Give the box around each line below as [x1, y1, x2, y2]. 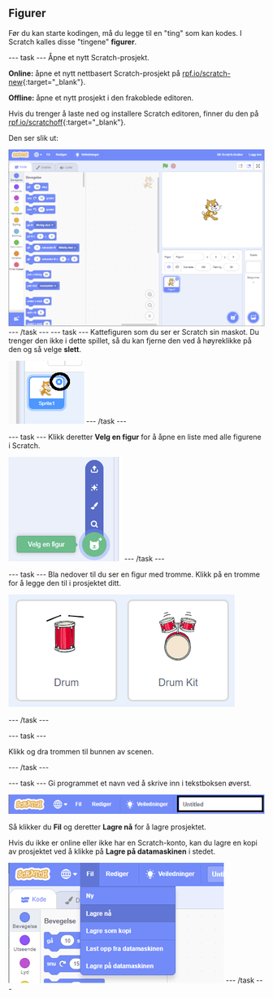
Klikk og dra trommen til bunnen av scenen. [8, 746, 154, 756]
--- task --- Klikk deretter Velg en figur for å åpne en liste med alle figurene [8, 432, 262, 442]
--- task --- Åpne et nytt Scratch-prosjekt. [8, 52, 150, 62]
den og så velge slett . [8, 344, 82, 354]
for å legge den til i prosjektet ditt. [8, 578, 122, 587]
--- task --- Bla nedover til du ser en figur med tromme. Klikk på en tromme [8, 569, 261, 579]
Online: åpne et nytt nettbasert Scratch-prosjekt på [8, 68, 181, 78]
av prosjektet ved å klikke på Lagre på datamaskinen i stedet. [8, 846, 216, 856]
